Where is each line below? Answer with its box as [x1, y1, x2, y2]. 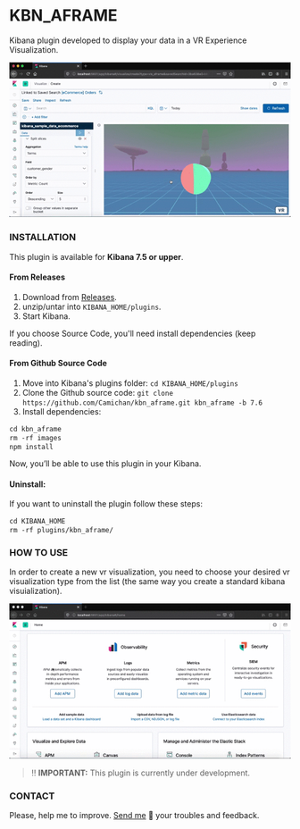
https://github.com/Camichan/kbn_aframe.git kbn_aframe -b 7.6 [21, 398, 263, 407]
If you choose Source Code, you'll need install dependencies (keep [9, 328, 256, 339]
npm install [9, 442, 54, 451]
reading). [9, 337, 43, 348]
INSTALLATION [9, 231, 77, 244]
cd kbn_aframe [9, 424, 62, 433]
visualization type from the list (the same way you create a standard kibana [9, 576, 286, 587]
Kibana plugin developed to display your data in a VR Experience [9, 35, 247, 46]
